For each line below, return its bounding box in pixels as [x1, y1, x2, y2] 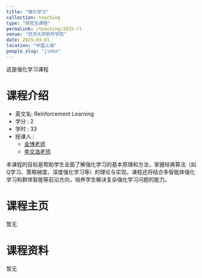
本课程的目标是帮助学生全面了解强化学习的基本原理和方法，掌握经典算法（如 [6, 161, 197, 168]
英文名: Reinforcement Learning [14, 110, 95, 117]
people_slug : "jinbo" [6, 48, 61, 54]
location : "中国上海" [6, 43, 57, 49]
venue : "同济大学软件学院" [6, 31, 67, 37]
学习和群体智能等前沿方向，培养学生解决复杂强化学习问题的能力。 [6, 176, 170, 183]
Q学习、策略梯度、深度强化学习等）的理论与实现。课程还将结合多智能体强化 [6, 168, 195, 175]
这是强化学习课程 [6, 65, 49, 73]
